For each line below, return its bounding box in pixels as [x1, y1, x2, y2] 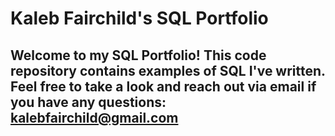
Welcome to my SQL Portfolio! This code [10, 47, 267, 64]
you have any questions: [10, 93, 167, 111]
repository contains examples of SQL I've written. [10, 62, 326, 79]
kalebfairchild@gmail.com [10, 109, 179, 126]
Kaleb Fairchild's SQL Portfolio [10, 7, 269, 30]
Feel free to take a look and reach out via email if [10, 78, 317, 95]
